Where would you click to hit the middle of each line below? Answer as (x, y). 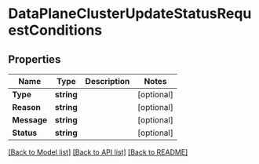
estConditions (55, 30)
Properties (35, 59)
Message (30, 120)
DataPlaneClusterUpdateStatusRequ (130, 14)
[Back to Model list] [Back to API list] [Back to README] (98, 152)
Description (108, 81)
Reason (27, 107)
